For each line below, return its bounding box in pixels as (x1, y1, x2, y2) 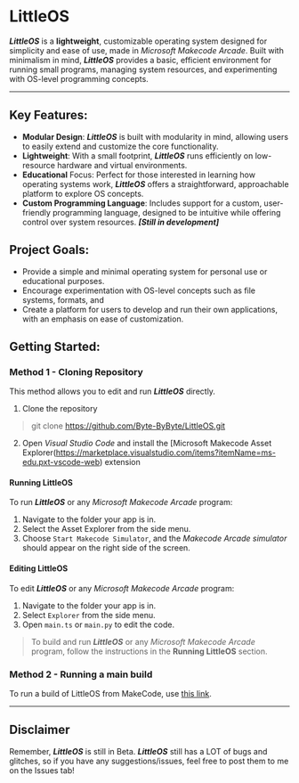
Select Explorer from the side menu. (21, 609, 156, 620)
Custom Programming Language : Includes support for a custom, (21, 198, 263, 208)
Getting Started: (9, 338, 101, 354)
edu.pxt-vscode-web (21, 457, 101, 468)
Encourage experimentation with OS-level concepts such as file (21, 285, 256, 296)
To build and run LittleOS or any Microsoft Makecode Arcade (30, 636, 255, 647)
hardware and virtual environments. (57, 159, 188, 170)
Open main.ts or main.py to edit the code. (21, 619, 175, 630)
